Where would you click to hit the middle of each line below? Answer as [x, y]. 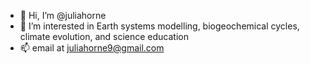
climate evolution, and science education [104, 36]
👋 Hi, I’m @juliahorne [63, 15]
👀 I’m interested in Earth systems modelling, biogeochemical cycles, [159, 26]
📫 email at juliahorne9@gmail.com [92, 48]
